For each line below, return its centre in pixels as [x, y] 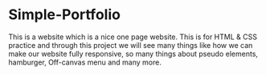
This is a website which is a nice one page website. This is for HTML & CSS [133, 37]
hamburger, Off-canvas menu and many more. [85, 62]
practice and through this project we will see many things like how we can [131, 45]
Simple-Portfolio [64, 15]
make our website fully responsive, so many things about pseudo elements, [133, 53]
